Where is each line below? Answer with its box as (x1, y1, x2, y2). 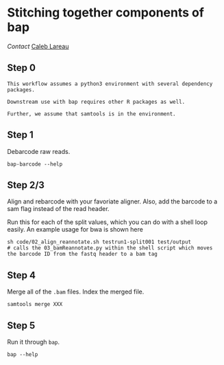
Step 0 (7, 62, 36, 74)
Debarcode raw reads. (7, 147, 71, 155)
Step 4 (7, 269, 36, 281)
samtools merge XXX (7, 301, 63, 308)
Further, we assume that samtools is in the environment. (7, 110, 176, 118)
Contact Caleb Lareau (7, 42, 69, 50)
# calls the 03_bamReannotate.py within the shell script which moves (7, 245, 213, 252)
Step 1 (7, 129, 34, 141)
